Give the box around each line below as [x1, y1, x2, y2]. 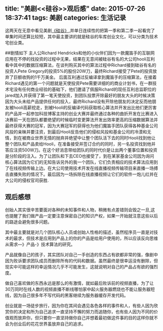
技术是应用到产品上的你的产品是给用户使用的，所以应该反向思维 [30, 235, 158, 241]
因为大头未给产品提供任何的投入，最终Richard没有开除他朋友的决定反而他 [5, 99, 152, 104]
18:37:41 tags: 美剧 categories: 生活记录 [5, 14, 126, 22]
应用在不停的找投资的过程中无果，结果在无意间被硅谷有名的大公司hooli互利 [5, 56, 155, 62]
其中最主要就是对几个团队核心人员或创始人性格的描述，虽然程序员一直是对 [5, 229, 154, 235]
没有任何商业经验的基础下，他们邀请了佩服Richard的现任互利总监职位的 [13, 86, 157, 92]
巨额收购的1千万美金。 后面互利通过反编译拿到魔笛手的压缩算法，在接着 [13, 74, 157, 80]
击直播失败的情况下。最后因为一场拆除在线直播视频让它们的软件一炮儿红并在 [5, 171, 158, 177]
